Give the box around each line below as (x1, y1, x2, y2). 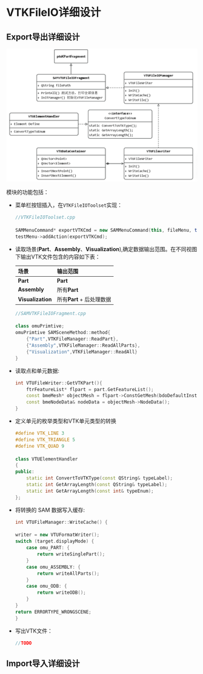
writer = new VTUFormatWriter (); (15, 532, 100, 538)
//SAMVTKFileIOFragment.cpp (15, 310, 86, 316)
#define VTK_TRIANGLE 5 (15, 436, 76, 443)
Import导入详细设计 (6, 658, 80, 669)
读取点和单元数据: (15, 367, 59, 374)
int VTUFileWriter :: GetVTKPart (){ (15, 380, 102, 386)
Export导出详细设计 (6, 32, 80, 42)
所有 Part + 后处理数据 (56, 296, 111, 303)
